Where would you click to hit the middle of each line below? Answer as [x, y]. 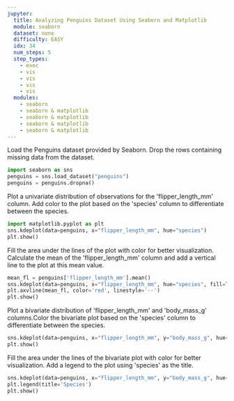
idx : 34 [25, 46]
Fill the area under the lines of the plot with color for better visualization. [111, 250]
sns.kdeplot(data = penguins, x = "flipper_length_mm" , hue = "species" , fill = [117, 284]
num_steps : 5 [32, 53]
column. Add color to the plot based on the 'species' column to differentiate [116, 204]
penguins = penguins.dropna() [51, 183]
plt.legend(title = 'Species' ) [49, 384]
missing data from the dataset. [51, 157]
